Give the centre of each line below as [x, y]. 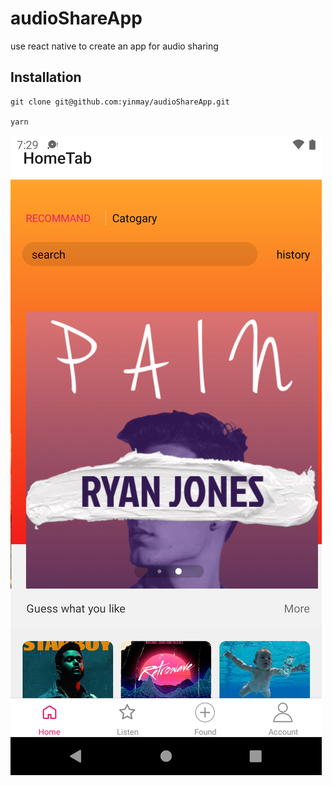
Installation [46, 77]
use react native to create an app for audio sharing [114, 46]
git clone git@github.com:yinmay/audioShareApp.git [120, 102]
